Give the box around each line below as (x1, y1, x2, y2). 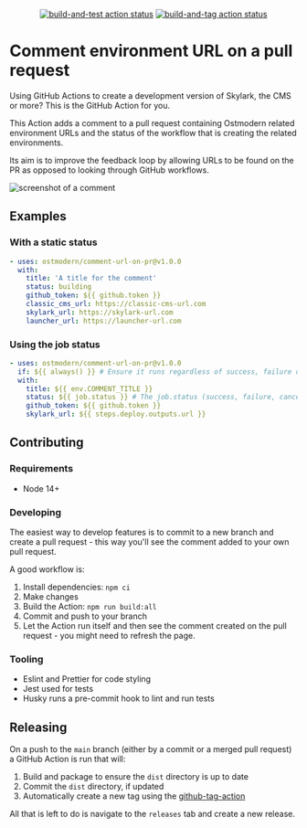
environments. (9, 137, 64, 148)
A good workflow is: (9, 564, 85, 575)
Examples (9, 208, 67, 224)
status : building (26, 282, 92, 292)
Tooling (9, 653, 44, 665)
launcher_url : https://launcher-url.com (26, 316, 182, 325)
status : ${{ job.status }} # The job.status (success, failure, (26, 393, 276, 402)
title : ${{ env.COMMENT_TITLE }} (26, 384, 153, 393)
